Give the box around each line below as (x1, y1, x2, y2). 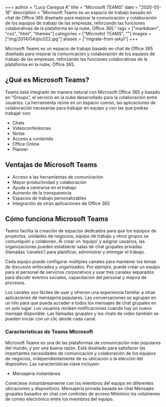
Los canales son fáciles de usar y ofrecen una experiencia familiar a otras (5, 290, 156, 296)
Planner (12, 146, 28, 152)
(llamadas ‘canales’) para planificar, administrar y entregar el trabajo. (5, 249, 145, 255)
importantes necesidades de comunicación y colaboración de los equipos (5, 350, 156, 356)
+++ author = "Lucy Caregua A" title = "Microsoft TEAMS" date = (5, 4, 138, 10)
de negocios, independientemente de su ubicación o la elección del (5, 355, 143, 361)
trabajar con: (5, 110, 31, 116)
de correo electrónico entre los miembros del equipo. (5, 396, 114, 402)
